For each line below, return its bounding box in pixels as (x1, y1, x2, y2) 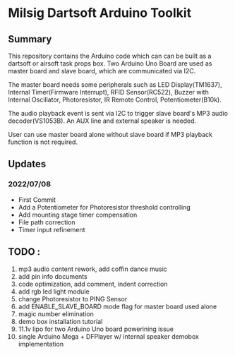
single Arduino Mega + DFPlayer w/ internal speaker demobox (18, 332, 200, 340)
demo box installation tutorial (18, 317, 103, 325)
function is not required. (8, 138, 78, 146)
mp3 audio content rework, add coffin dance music (18, 265, 168, 273)
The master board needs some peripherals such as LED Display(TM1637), (8, 80, 222, 89)
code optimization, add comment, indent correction (18, 279, 168, 288)
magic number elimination (18, 309, 94, 318)
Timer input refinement (18, 225, 85, 234)
